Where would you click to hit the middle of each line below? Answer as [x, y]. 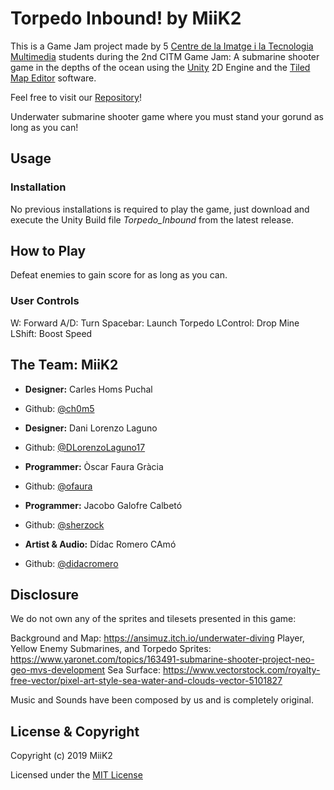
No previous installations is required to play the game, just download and [160, 209]
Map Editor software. [53, 78]
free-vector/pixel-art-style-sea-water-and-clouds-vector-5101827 [146, 681]
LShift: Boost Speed [51, 333]
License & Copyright [75, 731]
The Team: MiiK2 [64, 365]
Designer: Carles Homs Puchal [88, 389]
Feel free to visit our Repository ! [76, 97]
